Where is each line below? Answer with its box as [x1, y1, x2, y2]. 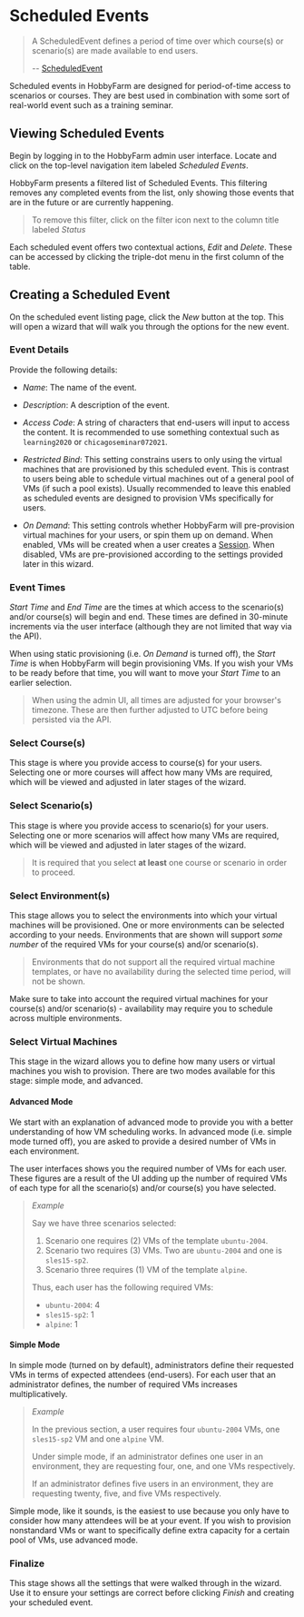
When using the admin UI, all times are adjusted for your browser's [31, 695, 281, 706]
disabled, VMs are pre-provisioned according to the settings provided [22, 549, 283, 560]
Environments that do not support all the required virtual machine [31, 957, 275, 967]
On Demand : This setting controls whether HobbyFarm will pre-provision [22, 520, 295, 531]
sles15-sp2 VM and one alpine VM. [31, 1433, 165, 1444]
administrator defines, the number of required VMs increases [9, 1378, 238, 1390]
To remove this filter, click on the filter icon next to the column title [31, 214, 279, 225]
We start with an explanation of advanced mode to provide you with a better [9, 1116, 294, 1127]
